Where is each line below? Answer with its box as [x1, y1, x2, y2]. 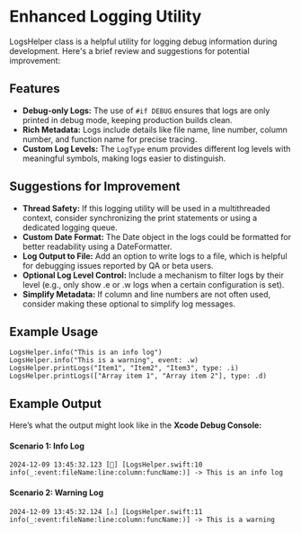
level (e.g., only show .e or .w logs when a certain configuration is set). [22, 279, 285, 289]
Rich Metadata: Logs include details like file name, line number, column [22, 124, 288, 135]
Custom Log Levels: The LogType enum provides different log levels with [22, 143, 291, 154]
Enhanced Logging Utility [9, 6, 202, 27]
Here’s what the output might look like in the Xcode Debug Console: [9, 420, 262, 431]
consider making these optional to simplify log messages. [22, 298, 236, 309]
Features [9, 81, 60, 96]
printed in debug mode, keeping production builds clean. [22, 114, 233, 125]
